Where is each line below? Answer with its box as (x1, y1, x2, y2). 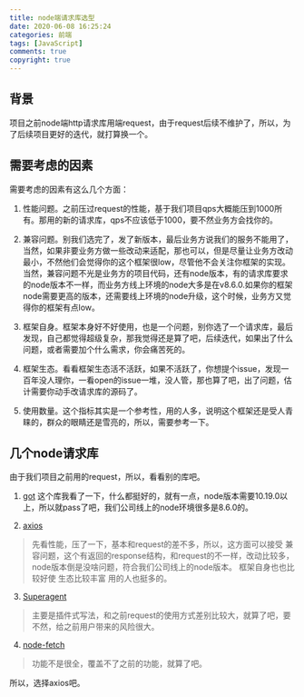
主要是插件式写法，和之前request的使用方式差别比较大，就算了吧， (31, 610, 283, 621)
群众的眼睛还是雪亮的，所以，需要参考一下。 (46, 416, 214, 427)
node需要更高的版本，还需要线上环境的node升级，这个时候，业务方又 (22, 290, 284, 301)
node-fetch (22, 640, 65, 651)
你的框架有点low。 (30, 302, 100, 313)
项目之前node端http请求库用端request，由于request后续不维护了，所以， (9, 117, 283, 128)
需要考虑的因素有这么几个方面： (9, 184, 129, 194)
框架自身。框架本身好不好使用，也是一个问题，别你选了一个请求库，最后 (22, 321, 293, 332)
